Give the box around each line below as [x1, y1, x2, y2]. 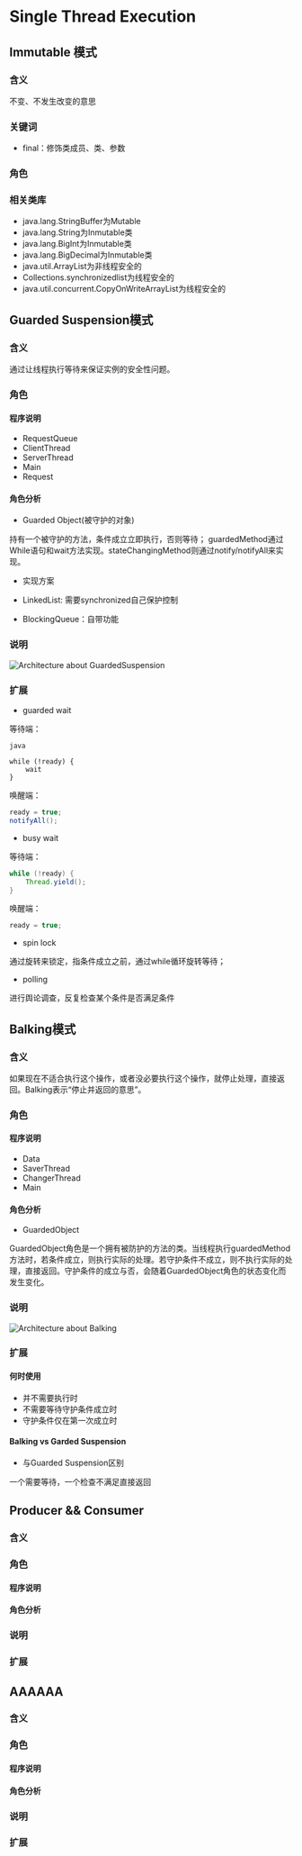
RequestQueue [22, 433, 78, 444]
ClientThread [22, 443, 71, 454]
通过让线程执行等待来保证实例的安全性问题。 [9, 364, 175, 375]
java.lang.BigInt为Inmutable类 [22, 239, 132, 249]
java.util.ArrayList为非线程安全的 [22, 261, 142, 272]
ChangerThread [22, 1172, 81, 1183]
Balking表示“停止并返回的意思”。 [24, 1083, 147, 1095]
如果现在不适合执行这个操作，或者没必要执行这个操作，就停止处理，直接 [9, 1073, 277, 1083]
